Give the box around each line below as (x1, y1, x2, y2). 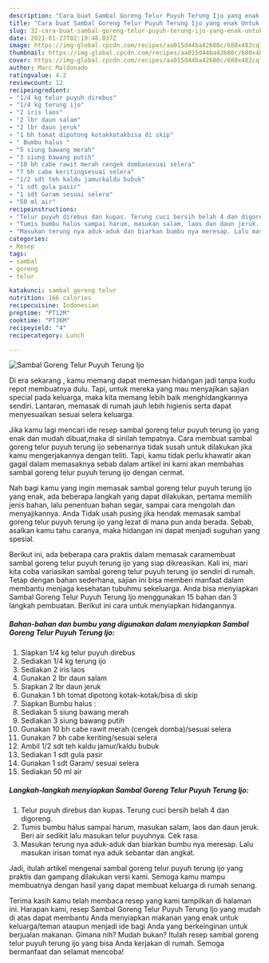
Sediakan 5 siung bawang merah (20, 708, 129, 717)
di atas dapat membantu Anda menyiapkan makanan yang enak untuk (9, 913, 239, 923)
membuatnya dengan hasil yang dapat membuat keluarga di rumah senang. (9, 881, 258, 890)
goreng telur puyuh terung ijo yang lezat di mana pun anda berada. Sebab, (9, 517, 254, 527)
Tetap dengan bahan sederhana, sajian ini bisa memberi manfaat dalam (9, 576, 244, 585)
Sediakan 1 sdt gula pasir (20, 750, 103, 760)
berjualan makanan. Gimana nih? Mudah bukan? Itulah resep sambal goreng (9, 930, 259, 940)
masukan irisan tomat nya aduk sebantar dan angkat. (20, 848, 196, 857)
